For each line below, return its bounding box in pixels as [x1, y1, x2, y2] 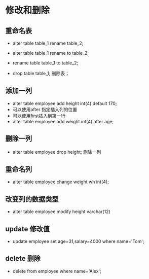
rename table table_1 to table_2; [12, 60, 79, 66]
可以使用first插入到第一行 [12, 113, 66, 119]
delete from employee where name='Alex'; [12, 268, 101, 274]
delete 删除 [5, 254, 41, 263]
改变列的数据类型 [5, 195, 59, 203]
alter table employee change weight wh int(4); [12, 179, 109, 185]
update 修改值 [5, 224, 50, 233]
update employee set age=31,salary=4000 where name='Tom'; [12, 238, 144, 245]
